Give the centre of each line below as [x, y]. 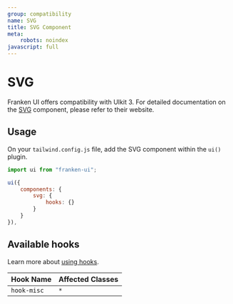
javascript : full [33, 47]
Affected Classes [88, 279]
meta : [15, 34]
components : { [41, 189]
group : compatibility [40, 14]
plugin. [17, 157]
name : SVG [22, 21]
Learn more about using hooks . [53, 261]
